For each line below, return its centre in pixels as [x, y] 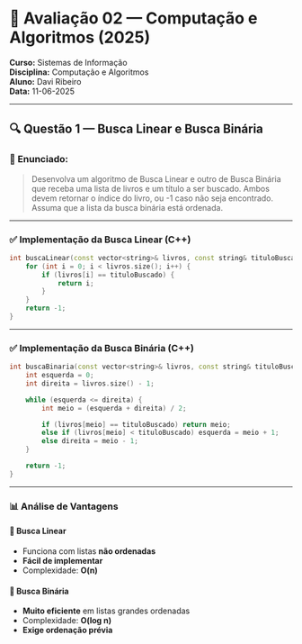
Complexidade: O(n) [60, 570]
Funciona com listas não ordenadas [89, 551]
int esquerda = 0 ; [60, 376]
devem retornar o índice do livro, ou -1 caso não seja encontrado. [152, 198]
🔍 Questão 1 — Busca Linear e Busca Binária [136, 129]
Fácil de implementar [62, 560]
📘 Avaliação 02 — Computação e [133, 18]
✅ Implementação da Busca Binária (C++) [102, 348]
